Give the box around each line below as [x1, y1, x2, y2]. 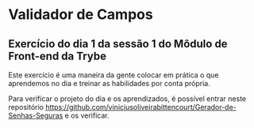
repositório [8, 103, 44, 111]
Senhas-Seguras [8, 111, 63, 120]
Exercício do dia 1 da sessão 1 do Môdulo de [8, 37, 228, 51]
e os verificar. [64, 111, 110, 120]
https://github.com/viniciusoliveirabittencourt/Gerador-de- [44, 103, 237, 111]
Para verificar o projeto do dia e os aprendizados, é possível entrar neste [8, 94, 247, 104]
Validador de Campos [8, 6, 153, 24]
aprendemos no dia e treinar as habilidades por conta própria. [8, 79, 210, 88]
